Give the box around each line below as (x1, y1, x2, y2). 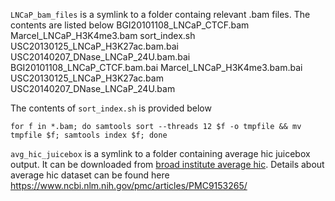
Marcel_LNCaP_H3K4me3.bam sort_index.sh (10, 30, 196, 41)
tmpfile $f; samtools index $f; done (10, 130, 168, 140)
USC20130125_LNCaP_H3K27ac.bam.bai (10, 40, 179, 52)
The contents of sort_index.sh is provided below (10, 102, 212, 114)
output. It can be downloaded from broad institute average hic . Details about (10, 159, 325, 170)
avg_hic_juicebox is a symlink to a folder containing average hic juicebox (10, 148, 311, 159)
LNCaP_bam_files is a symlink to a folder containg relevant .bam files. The (10, 9, 311, 20)
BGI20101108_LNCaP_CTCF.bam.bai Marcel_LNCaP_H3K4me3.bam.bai (10, 62, 303, 73)
